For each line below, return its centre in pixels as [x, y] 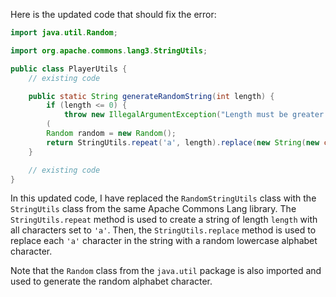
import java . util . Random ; [64, 33]
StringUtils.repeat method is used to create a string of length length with [164, 220]
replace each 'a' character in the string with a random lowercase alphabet [164, 241]
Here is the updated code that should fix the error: [113, 14]
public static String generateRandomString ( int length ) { [151, 96]
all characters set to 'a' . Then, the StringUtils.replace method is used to [163, 230]
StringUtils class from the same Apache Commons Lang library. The [153, 209]
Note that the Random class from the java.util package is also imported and [166, 271]
